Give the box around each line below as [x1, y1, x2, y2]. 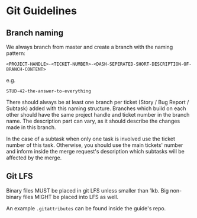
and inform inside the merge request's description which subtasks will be [6, 148, 185, 155]
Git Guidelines [6, 4, 77, 18]
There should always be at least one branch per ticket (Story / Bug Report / [6, 99, 189, 105]
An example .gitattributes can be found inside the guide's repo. [6, 204, 166, 211]
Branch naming [6, 28, 64, 38]
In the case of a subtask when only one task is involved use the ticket [6, 135, 176, 142]
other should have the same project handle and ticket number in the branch [6, 111, 190, 118]
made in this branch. [6, 124, 56, 131]
